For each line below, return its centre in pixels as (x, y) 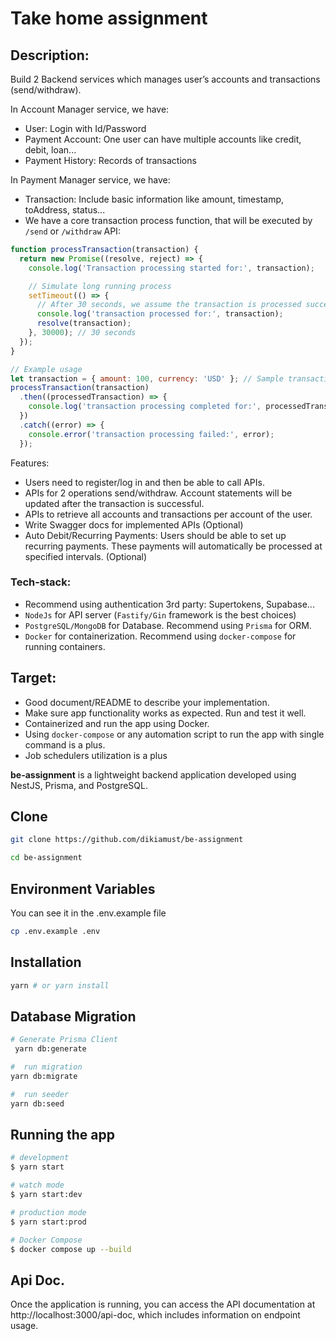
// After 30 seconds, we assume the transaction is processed (169, 305)
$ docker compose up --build (71, 1249)
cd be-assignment (46, 858)
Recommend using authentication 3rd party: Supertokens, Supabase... (169, 604)
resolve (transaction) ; (84, 323)
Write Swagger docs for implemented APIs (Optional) (134, 524)
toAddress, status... (65, 210)
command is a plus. (65, 744)
